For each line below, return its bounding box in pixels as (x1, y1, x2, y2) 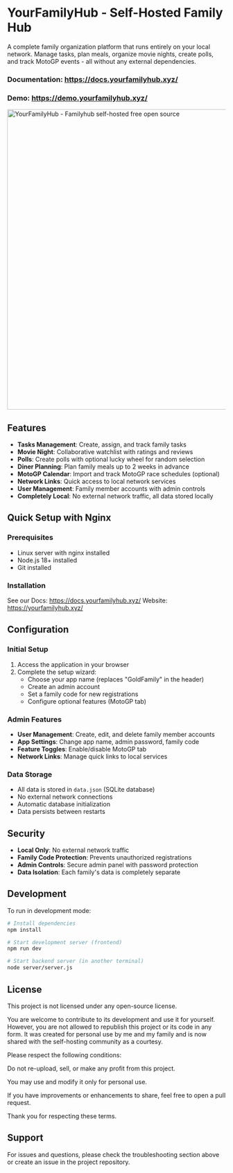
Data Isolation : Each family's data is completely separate (17, 868, 181, 876)
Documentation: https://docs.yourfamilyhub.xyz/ (7, 74, 178, 84)
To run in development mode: (7, 906, 92, 914)
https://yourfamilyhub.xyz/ (7, 603, 83, 611)
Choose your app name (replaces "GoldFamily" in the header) (27, 675, 205, 684)
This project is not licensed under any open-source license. (7, 1002, 178, 1010)
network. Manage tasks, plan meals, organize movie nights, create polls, (7, 50, 214, 58)
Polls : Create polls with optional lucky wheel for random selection (17, 455, 205, 463)
